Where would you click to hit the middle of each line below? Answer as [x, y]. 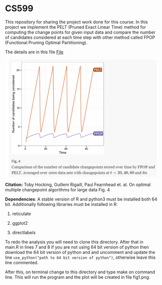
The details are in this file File [34, 52]
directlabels [24, 232]
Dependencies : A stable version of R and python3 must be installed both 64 [81, 199]
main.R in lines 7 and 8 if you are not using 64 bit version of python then [77, 247]
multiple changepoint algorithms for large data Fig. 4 [57, 189]
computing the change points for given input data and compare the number [80, 32]
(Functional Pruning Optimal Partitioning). [46, 42]
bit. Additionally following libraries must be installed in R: [61, 204]
